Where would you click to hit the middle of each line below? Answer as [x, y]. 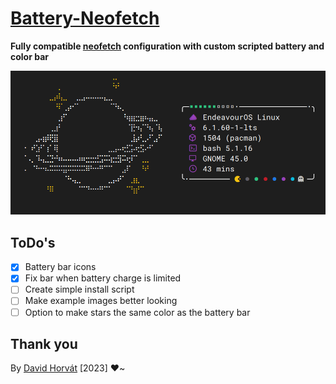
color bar [30, 56]
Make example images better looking [101, 301]
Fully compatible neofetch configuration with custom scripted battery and [167, 46]
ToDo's [33, 242]
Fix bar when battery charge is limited [103, 278]
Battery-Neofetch [85, 18]
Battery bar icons [60, 267]
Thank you [44, 343]
